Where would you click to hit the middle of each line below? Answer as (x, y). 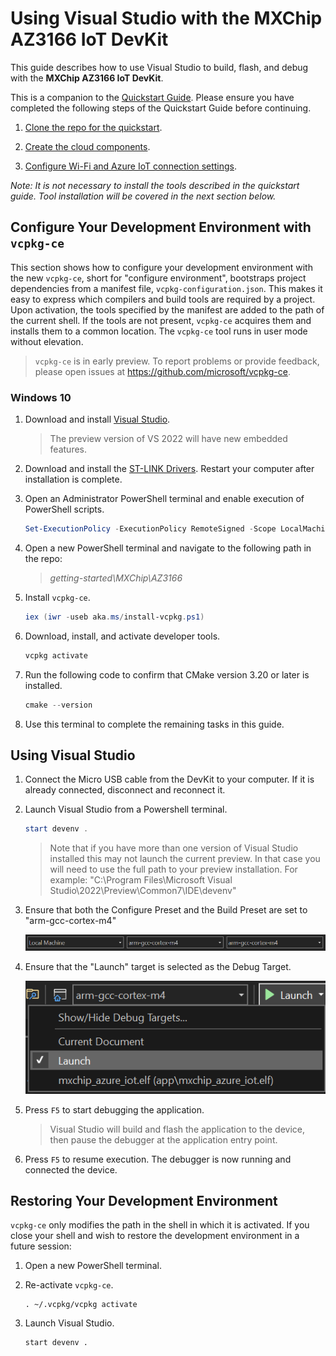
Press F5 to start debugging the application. (114, 1109)
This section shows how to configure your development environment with (161, 267)
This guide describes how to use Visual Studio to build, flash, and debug (159, 67)
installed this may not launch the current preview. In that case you (185, 859)
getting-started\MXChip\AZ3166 (116, 578)
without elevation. (47, 341)
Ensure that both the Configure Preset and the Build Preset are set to (166, 910)
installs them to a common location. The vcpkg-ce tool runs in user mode (159, 331)
